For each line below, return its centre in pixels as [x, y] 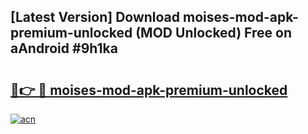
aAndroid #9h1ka [64, 48]
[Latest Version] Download [95, 17]
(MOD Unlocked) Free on [214, 33]
